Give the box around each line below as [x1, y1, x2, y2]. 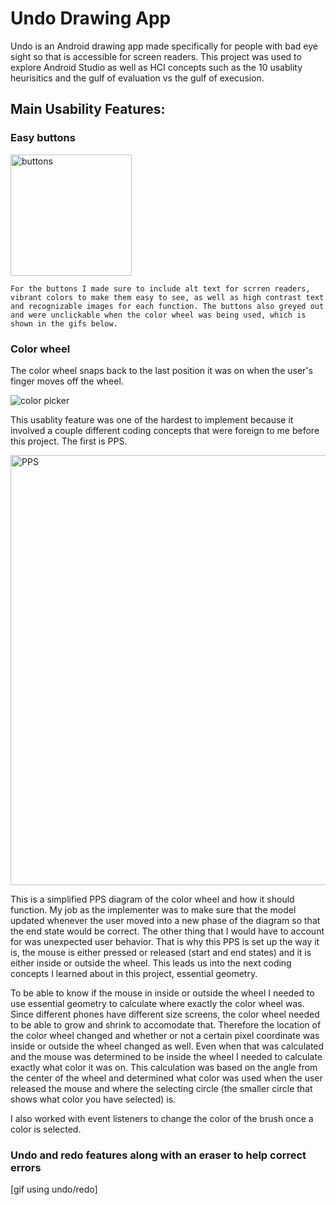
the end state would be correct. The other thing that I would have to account [10, 925, 325, 937]
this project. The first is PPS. [10, 435, 128, 447]
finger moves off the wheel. [10, 375, 124, 387]
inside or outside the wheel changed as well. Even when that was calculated [10, 1040, 325, 1052]
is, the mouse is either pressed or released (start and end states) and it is [10, 946, 312, 958]
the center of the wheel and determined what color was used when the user [10, 1072, 323, 1084]
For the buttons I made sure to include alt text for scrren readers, [10, 283, 311, 294]
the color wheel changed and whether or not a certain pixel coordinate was [10, 1029, 320, 1041]
